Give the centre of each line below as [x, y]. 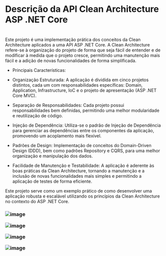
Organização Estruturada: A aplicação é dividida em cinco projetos [80, 80]
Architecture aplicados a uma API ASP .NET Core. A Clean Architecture [78, 45]
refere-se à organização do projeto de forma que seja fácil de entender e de [83, 50]
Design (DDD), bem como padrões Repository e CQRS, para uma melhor [86, 151]
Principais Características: [39, 70]
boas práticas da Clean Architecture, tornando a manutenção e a [78, 171]
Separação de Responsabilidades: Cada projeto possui [68, 105]
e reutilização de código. [38, 116]
